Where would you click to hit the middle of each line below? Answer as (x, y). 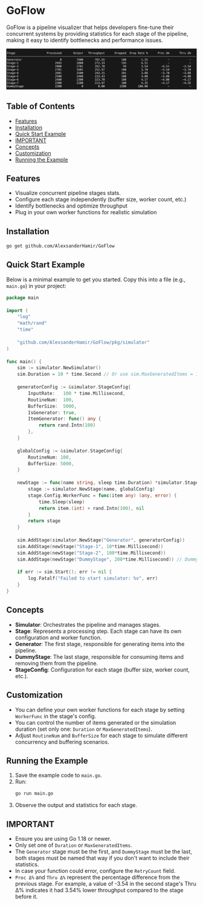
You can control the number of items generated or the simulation (95, 722)
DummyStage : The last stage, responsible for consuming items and (99, 656)
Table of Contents (41, 106)
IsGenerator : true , (53, 413)
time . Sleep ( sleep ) (62, 502)
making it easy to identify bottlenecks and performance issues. (85, 40)
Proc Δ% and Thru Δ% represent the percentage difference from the (97, 877)
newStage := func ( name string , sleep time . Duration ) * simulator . (101, 483)
